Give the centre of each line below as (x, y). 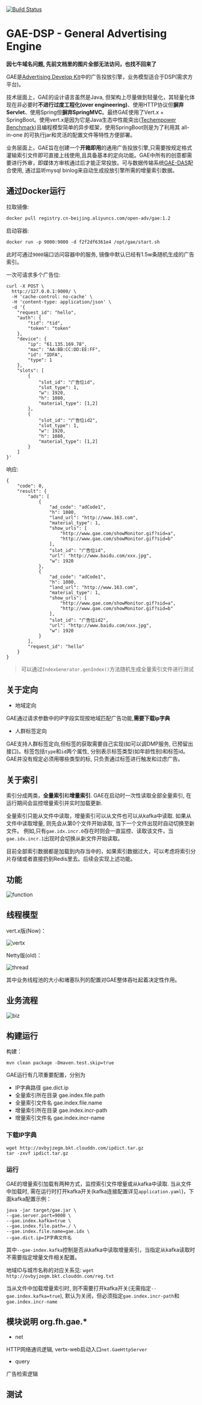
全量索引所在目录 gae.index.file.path (60, 1096)
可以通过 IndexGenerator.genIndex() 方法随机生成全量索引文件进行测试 (107, 669)
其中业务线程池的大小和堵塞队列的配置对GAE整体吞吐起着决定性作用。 (93, 980)
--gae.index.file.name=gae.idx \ (48, 1231)
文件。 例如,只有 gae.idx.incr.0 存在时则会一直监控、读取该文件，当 (90, 831)
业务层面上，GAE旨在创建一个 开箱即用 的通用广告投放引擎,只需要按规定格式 (99, 147)
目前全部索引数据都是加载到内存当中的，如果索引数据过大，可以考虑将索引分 (101, 851)
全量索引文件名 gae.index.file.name (58, 1103)
